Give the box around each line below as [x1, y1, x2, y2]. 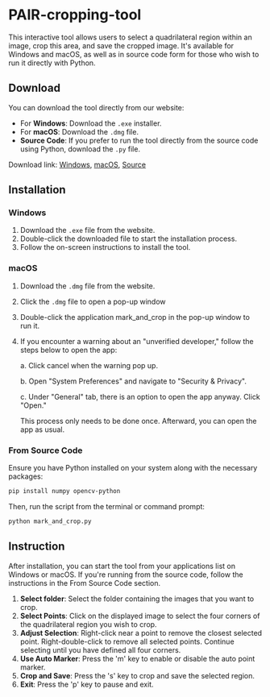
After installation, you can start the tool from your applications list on [8, 561, 236, 570]
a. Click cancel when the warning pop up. [19, 360, 159, 370]
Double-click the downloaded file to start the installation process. [19, 234, 238, 243]
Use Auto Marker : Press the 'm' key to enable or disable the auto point [19, 653, 255, 663]
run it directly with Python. [8, 58, 96, 68]
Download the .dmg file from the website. [19, 280, 156, 291]
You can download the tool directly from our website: [8, 102, 185, 112]
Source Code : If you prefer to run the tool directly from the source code [19, 135, 259, 145]
